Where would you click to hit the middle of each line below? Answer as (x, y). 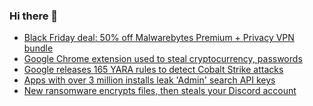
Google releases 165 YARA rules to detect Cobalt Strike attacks (153, 70)
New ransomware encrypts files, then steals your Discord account (160, 91)
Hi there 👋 (34, 16)
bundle (38, 48)
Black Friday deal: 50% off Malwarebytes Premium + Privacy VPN (159, 38)
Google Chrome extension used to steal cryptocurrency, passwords (163, 59)
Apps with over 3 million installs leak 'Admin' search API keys (149, 80)
